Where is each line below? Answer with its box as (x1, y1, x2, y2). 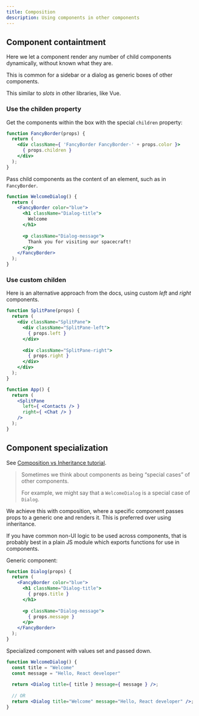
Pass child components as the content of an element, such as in (6, 175, 166, 182)
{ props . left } (28, 330, 67, 336)
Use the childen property (6, 105, 82, 113)
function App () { (6, 387, 50, 393)
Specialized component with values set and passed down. (6, 647, 152, 654)
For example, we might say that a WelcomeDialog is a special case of (21, 489, 191, 496)
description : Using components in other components (6, 15, 140, 21)
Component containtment (6, 37, 106, 47)
